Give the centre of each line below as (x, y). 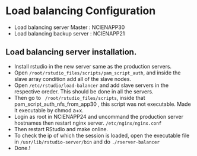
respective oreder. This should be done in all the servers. (84, 91)
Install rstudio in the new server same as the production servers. (93, 66)
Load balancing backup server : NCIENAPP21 (69, 33)
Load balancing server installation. (71, 52)
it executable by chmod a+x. (49, 110)
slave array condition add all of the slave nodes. (73, 79)
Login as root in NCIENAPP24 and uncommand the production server (99, 116)
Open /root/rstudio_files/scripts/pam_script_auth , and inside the (98, 73)
